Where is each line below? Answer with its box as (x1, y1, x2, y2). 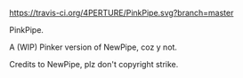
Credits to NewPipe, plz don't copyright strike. (9, 59, 179, 69)
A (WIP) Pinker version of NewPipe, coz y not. (9, 42, 178, 52)
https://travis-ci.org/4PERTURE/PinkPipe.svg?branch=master (9, 8, 234, 18)
